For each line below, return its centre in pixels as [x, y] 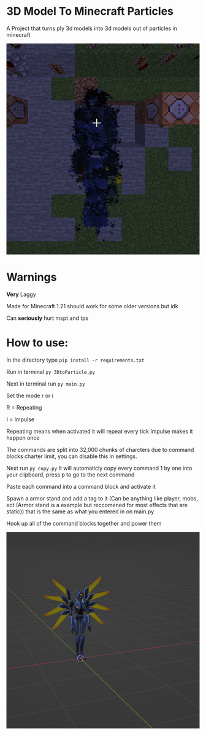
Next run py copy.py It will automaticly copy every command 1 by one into [99, 468]
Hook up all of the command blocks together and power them [84, 523]
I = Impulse [21, 419]
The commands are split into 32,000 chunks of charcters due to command [100, 449]
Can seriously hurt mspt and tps [48, 318]
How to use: [37, 343]
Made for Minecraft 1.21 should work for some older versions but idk [93, 306]
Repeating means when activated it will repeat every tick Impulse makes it [100, 431]
